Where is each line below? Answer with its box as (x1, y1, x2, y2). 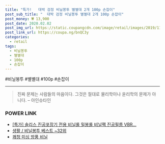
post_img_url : (5, 26, 34, 30)
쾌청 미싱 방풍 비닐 (12, 134, 48, 140)
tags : (5, 44, 16, 49)
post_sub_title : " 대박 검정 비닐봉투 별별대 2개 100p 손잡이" (5, 12, 124, 17)
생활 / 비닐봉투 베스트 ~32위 (12, 128, 67, 134)
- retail (9, 39, 27, 44)
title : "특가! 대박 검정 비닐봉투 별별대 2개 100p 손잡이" (5, 7, 115, 12)
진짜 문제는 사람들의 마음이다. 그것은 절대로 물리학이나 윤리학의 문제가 (17, 91, 151, 97)
